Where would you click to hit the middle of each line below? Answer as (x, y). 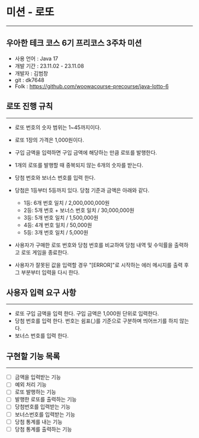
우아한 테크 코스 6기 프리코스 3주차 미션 (74, 43)
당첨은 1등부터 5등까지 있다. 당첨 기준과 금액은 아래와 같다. (82, 190)
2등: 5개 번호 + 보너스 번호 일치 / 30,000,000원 (79, 210)
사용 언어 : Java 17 (36, 58)
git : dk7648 (29, 80)
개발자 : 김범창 (31, 73)
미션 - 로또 (30, 12)
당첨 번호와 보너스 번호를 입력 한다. (55, 178)
